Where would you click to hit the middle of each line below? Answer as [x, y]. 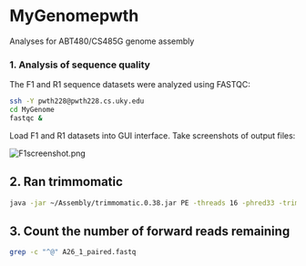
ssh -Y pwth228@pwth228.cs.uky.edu [77, 101]
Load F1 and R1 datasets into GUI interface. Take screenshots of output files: [153, 135]
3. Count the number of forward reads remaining [150, 231]
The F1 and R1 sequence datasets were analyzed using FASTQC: [130, 85]
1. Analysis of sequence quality [80, 65]
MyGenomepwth [74, 16]
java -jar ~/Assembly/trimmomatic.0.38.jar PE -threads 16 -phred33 [142, 203]
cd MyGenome [32, 110]
